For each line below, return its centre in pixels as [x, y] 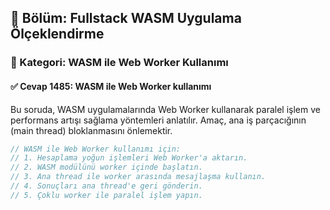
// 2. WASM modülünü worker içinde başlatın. [106, 167]
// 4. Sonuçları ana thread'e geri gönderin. [106, 186]
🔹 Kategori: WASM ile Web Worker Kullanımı [119, 63]
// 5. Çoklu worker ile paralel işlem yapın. [106, 195]
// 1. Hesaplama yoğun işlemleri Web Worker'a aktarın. [129, 158]
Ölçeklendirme [57, 34]
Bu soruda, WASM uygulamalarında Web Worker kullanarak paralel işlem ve [165, 109]
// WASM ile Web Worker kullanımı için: [96, 149]
